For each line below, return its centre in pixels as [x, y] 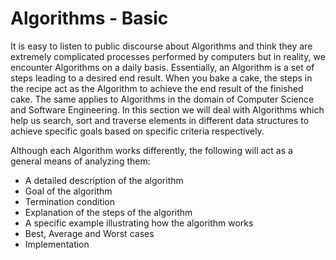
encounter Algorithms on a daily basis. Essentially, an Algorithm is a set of [162, 67]
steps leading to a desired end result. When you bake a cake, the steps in [161, 78]
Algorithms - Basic [89, 18]
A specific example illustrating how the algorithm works [139, 223]
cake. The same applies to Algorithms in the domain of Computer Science [162, 99]
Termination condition [70, 201]
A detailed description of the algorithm [104, 180]
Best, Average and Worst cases [89, 233]
